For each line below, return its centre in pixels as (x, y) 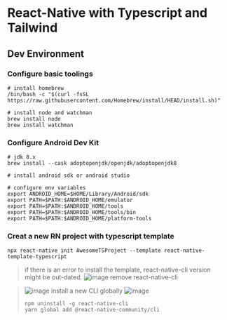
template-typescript (37, 257)
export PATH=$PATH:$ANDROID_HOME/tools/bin (72, 213)
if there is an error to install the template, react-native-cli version (118, 270)
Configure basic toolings (50, 74)
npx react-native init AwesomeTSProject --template (84, 251)
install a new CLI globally (87, 291)
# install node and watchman (50, 113)
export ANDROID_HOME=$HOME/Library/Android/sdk (78, 194)
